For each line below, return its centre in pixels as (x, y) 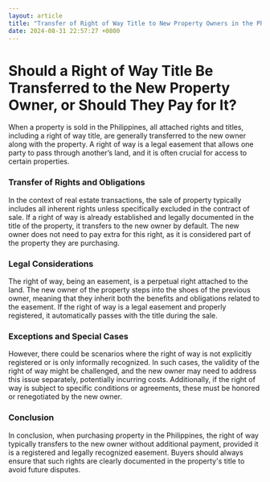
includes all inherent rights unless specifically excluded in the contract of (129, 208)
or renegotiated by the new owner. (65, 397)
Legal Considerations (51, 264)
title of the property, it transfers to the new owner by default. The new (124, 226)
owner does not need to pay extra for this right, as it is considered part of (130, 234)
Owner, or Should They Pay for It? (123, 105)
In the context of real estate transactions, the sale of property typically (125, 200)
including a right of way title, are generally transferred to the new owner (127, 136)
